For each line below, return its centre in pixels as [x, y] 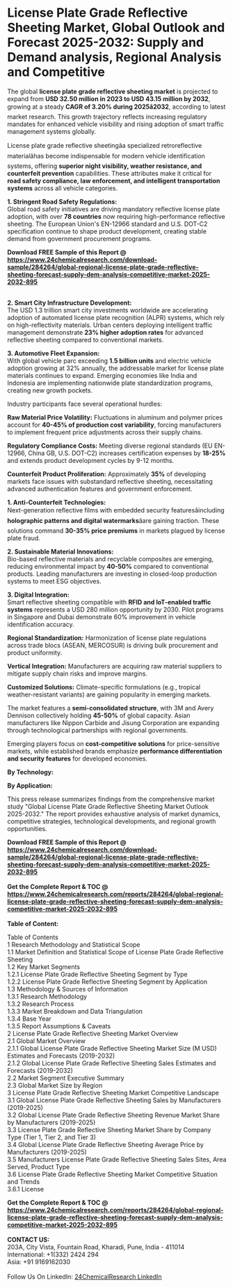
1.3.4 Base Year [30, 1019]
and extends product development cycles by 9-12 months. [91, 460]
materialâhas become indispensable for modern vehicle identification [106, 155]
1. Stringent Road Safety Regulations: [62, 201]
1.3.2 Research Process [41, 1004]
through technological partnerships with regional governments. [97, 730]
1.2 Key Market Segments [44, 966]
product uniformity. [35, 653]
